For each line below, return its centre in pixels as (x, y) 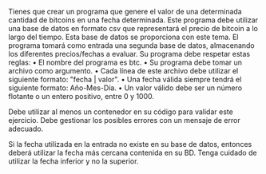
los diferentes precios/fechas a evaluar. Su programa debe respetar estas (129, 54)
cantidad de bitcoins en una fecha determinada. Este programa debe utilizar (133, 20)
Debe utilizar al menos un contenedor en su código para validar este (121, 112)
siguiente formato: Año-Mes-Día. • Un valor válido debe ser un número (125, 88)
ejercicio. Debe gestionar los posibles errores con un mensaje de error (125, 120)
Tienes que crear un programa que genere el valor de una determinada (125, 12)
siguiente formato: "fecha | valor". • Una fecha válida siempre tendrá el (125, 79)
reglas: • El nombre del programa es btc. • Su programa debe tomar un (125, 62)
